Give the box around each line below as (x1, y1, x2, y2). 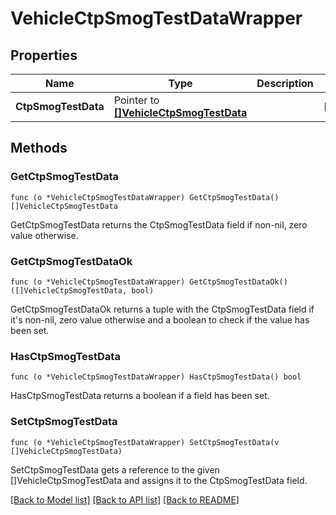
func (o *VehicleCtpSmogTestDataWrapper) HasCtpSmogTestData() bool (10, 372, 302, 382)
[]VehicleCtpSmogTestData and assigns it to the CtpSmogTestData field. (10, 474, 308, 486)
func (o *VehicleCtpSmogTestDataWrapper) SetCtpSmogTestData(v (10, 437, 280, 447)
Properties (10, 47, 78, 64)
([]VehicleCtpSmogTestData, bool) (10, 285, 155, 296)
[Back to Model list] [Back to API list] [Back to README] (10, 493, 240, 506)
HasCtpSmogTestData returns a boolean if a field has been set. (10, 390, 270, 402)
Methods (10, 140, 68, 157)
